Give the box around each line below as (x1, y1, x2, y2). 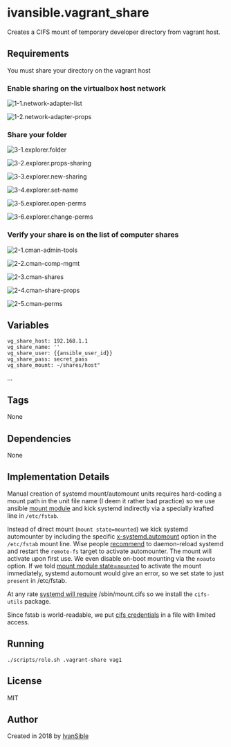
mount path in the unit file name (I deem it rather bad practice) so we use (7, 496, 216, 505)
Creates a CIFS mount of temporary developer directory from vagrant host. (7, 28, 221, 36)
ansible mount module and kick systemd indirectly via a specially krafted (7, 504, 214, 512)
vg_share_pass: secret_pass (7, 356, 89, 363)
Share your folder (7, 129, 67, 139)
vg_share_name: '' (7, 344, 60, 351)
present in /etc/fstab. (7, 576, 67, 584)
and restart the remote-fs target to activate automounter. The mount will (7, 547, 212, 555)
